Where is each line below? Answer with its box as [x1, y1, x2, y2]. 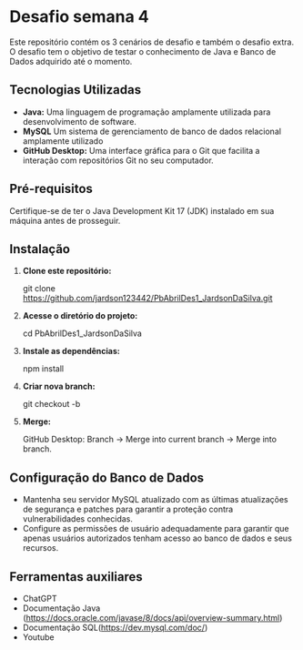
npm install [22, 363, 65, 374]
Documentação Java [22, 603, 101, 614]
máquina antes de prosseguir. [9, 215, 121, 226]
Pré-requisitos [9, 181, 94, 197]
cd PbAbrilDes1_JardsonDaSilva [22, 328, 143, 339]
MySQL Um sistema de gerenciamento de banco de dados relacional [22, 126, 282, 137]
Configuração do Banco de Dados [9, 470, 205, 485]
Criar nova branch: [22, 381, 96, 392]
